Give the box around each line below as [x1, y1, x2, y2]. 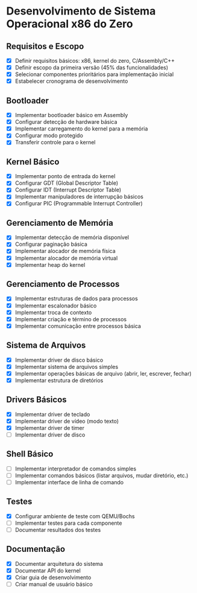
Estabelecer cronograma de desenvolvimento [14, 77, 128, 85]
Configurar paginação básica [14, 240, 87, 248]
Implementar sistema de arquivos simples [14, 363, 119, 370]
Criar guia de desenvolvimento [14, 574, 92, 581]
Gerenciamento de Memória [6, 217, 113, 228]
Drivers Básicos [6, 394, 67, 405]
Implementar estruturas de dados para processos [14, 295, 139, 303]
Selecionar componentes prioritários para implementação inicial [14, 71, 174, 78]
